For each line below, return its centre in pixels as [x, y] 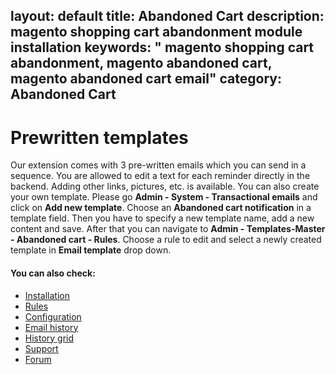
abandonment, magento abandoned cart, [141, 63]
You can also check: [53, 273]
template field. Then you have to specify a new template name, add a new [162, 218]
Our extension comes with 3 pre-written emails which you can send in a [158, 165]
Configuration [53, 316]
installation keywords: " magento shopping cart [162, 47]
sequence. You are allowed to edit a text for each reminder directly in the [160, 176]
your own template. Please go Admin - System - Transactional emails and [164, 197]
